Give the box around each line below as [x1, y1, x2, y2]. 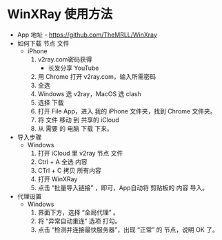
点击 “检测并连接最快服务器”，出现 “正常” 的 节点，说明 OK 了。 [37, 225, 219, 234]
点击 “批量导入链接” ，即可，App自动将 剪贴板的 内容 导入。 [37, 183, 209, 192]
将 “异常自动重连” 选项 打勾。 [37, 216, 121, 225]
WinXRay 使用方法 [7, 6, 113, 22]
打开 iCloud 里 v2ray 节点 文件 [37, 149, 123, 157]
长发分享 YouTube [48, 64, 99, 72]
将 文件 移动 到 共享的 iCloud [37, 116, 119, 124]
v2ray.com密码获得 [37, 55, 92, 63]
